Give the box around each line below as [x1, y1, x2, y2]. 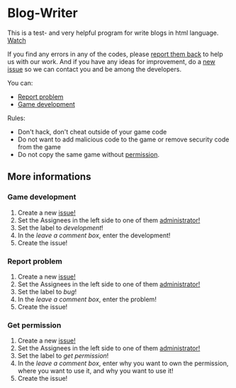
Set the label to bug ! [17, 287, 77, 296]
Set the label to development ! [17, 223, 104, 232]
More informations [7, 171, 91, 183]
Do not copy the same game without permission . [17, 150, 159, 158]
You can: [7, 78, 33, 87]
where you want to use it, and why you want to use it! [17, 367, 174, 375]
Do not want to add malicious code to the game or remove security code [17, 135, 230, 144]
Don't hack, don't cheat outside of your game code [17, 127, 167, 136]
